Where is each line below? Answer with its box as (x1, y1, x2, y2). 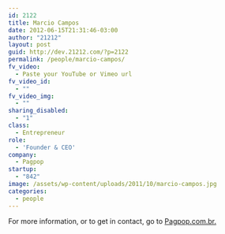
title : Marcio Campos (8, 19, 80, 27)
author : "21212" (8, 33, 62, 42)
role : (8, 136, 26, 144)
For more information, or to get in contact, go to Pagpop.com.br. (8, 216, 217, 225)
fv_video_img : (8, 92, 55, 100)
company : (8, 150, 37, 158)
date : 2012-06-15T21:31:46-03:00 (8, 26, 118, 34)
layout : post (8, 41, 51, 49)
